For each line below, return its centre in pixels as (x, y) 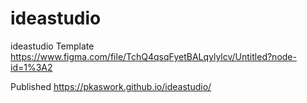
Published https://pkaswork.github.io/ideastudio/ (111, 86)
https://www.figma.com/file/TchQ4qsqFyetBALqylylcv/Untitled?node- (153, 56)
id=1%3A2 (31, 67)
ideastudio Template (52, 46)
